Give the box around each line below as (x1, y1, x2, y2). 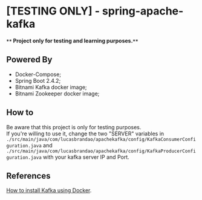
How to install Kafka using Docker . (6, 187, 92, 194)
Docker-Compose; (15, 71, 62, 78)
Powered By (6, 54, 53, 65)
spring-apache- (102, 4, 184, 18)
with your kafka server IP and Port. (43, 153, 129, 161)
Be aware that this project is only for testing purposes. (6, 123, 142, 131)
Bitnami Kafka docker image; (15, 83, 87, 91)
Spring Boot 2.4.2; (15, 77, 61, 84)
